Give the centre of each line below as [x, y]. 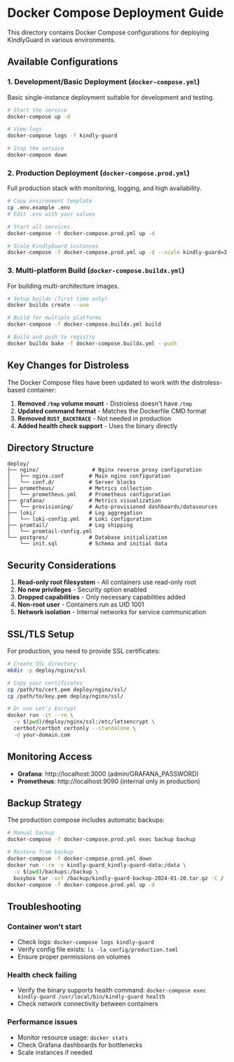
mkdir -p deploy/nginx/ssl [47, 670]
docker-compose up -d [39, 117]
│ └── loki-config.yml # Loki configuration [80, 519]
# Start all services [39, 227]
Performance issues [42, 1022]
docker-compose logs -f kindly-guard [62, 136]
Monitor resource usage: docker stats [73, 1037]
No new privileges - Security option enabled [82, 590]
